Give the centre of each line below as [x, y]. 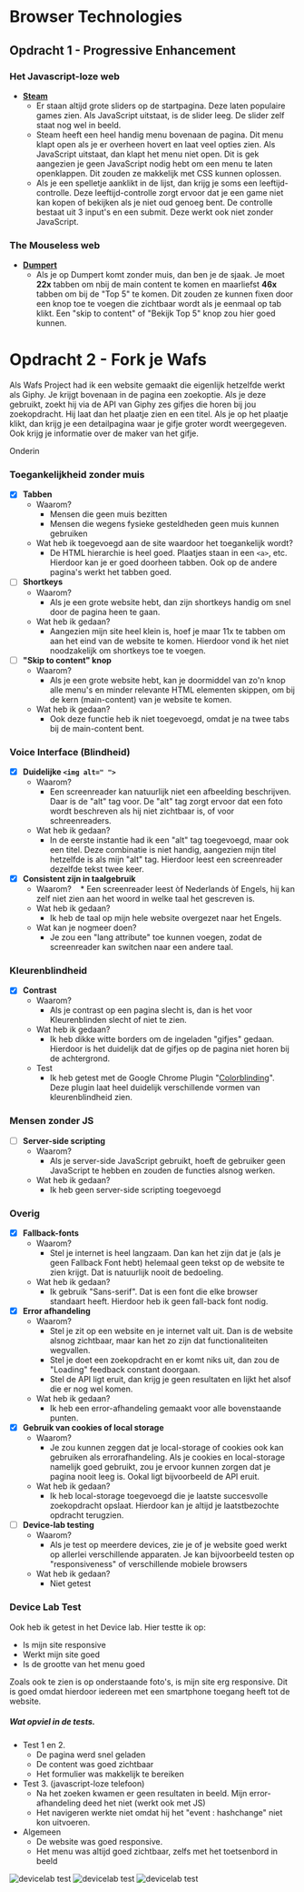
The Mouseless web [55, 245]
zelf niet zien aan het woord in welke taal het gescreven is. [146, 899]
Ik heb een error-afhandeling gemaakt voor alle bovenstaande [166, 1409]
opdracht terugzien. [87, 1515]
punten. [64, 1418]
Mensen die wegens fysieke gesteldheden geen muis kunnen [164, 524]
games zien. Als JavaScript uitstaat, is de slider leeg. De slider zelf [160, 115]
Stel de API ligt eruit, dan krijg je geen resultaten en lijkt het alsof [171, 1380]
